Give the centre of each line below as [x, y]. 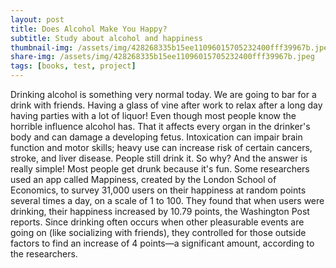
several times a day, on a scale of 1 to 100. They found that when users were [167, 200]
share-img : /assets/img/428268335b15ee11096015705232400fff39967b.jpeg [162, 57]
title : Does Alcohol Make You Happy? [89, 29]
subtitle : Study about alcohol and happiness [106, 38]
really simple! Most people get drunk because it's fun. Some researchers [160, 169]
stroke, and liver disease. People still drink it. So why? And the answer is [159, 158]
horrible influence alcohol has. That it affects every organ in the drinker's [160, 126]
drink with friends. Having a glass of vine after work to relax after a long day [166, 105]
